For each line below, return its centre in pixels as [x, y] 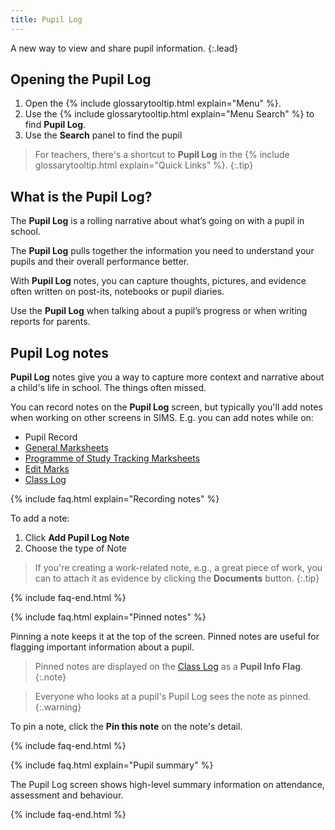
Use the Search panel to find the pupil [103, 135]
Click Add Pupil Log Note [77, 538]
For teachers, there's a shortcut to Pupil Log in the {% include [162, 155]
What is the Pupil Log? [81, 196]
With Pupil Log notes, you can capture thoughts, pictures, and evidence [158, 281]
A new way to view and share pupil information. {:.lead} [124, 48]
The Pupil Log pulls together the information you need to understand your [162, 251]
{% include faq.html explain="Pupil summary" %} [112, 765]
